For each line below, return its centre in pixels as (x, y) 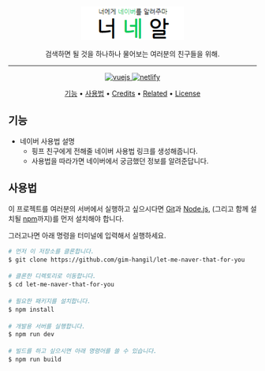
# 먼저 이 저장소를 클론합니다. (51, 251)
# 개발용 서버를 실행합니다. (47, 326)
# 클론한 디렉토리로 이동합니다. (52, 276)
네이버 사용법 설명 (47, 141)
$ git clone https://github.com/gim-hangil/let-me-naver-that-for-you (127, 260)
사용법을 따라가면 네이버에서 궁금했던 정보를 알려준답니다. (120, 161)
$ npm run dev (32, 335)
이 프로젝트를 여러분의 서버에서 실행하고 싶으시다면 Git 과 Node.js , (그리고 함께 (129, 208)
